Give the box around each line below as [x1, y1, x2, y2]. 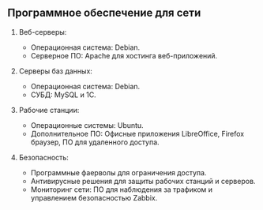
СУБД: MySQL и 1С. [30, 90, 96, 99]
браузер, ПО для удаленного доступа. [30, 137, 160, 147]
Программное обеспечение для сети [7, 6, 201, 20]
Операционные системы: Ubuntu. [30, 120, 144, 129]
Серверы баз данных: [18, 66, 92, 76]
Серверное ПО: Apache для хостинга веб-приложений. [30, 51, 218, 60]
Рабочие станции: [18, 105, 80, 114]
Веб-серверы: [18, 27, 67, 36]
